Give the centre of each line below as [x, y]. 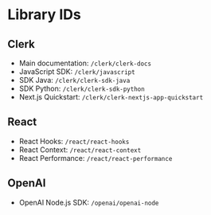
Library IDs [44, 15]
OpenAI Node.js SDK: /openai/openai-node [89, 202]
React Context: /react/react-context [80, 150]
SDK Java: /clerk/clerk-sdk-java [74, 80]
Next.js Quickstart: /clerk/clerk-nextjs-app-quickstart [111, 97]
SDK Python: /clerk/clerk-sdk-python [82, 88]
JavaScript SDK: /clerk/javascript [77, 72]
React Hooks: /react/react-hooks [74, 141]
